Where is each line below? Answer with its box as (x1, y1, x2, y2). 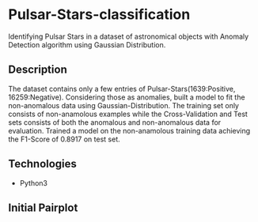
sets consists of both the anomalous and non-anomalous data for (8, 117, 222, 127)
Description (8, 63, 67, 77)
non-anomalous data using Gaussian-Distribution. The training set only (8, 100, 240, 110)
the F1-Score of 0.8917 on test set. (8, 134, 120, 144)
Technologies (8, 157, 78, 171)
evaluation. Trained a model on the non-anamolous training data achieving (8, 126, 251, 135)
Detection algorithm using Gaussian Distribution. (8, 40, 166, 49)
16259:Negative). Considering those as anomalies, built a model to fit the (8, 92, 245, 102)
